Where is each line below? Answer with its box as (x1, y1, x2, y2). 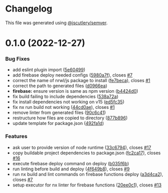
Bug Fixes (5, 55, 30, 62)
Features (5, 133, 28, 140)
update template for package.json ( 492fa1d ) (12, 120, 104, 126)
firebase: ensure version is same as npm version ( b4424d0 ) (12, 88, 139, 94)
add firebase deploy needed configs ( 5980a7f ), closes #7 (12, 72, 133, 78)
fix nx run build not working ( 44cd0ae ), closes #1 (12, 104, 115, 110)
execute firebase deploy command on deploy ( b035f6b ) (12, 160, 130, 166)
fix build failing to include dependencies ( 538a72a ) (12, 94, 119, 100)
